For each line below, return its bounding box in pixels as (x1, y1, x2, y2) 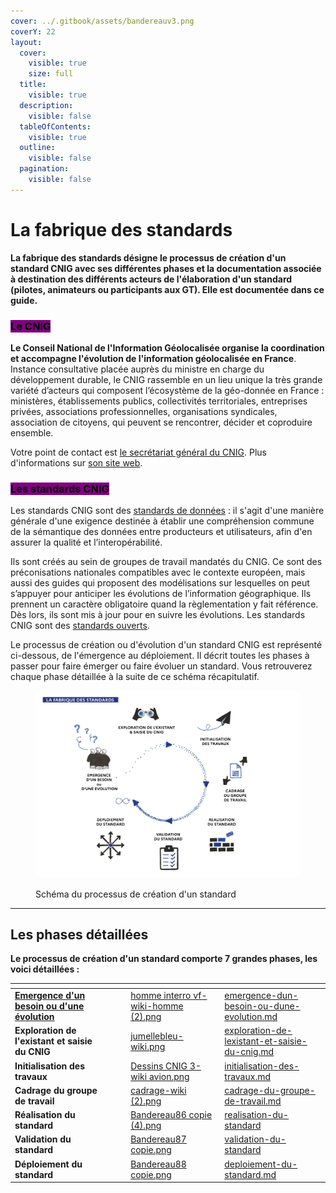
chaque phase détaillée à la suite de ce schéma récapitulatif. (10, 671, 260, 683)
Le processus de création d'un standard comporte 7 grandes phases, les (10, 953, 318, 965)
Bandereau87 (130, 1133, 187, 1145)
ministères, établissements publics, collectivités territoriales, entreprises (10, 395, 308, 407)
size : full (28, 69, 74, 79)
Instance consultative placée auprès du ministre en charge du (10, 363, 265, 375)
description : (19, 100, 74, 110)
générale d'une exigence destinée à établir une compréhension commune (10, 515, 315, 527)
